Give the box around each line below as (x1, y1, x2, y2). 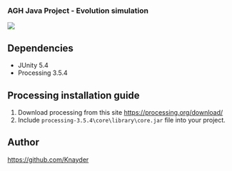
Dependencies (7, 42, 74, 54)
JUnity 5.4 (17, 61, 49, 70)
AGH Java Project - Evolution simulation (7, 6, 148, 16)
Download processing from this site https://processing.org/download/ (17, 108, 223, 116)
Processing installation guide (7, 89, 141, 101)
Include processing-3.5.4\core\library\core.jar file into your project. (17, 115, 226, 124)
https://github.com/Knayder (7, 155, 89, 164)
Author (7, 136, 39, 148)
